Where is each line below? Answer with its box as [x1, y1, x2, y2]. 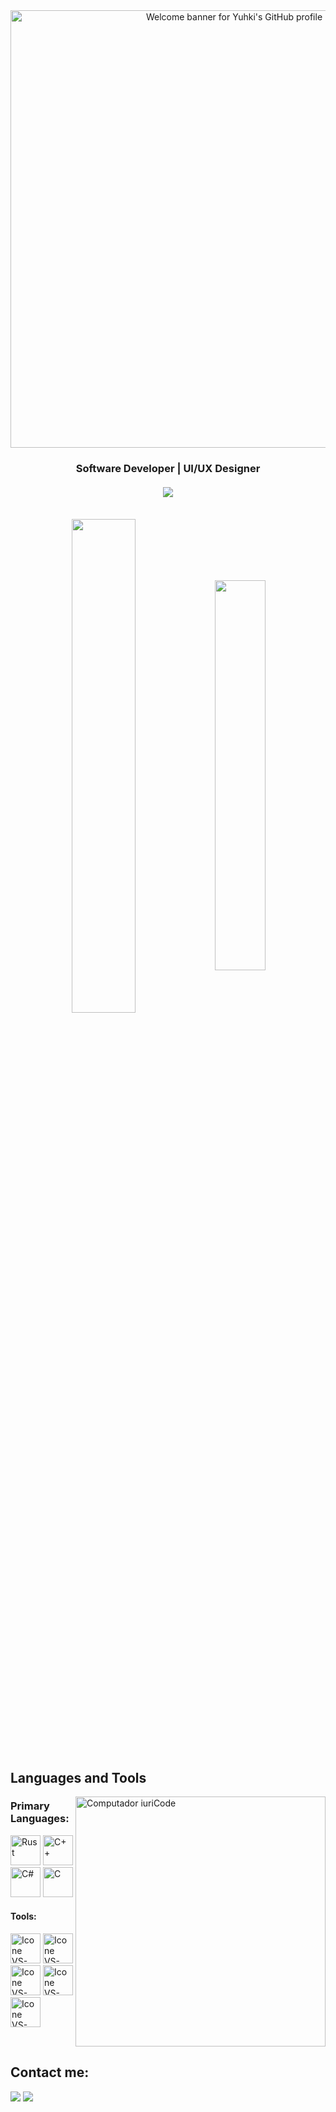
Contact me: [10, 2064, 90, 2081]
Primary [10, 1799, 50, 1813]
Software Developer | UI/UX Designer [75, 461, 261, 475]
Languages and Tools [10, 1769, 147, 1786]
